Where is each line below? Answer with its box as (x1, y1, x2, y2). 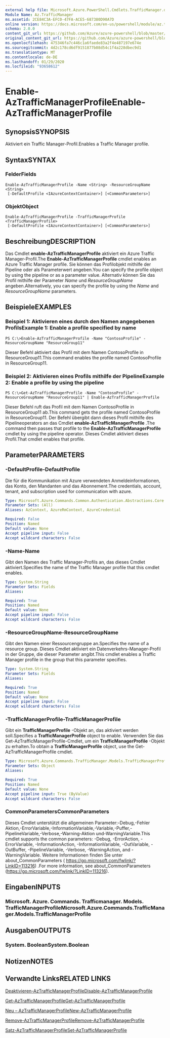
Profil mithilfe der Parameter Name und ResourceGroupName (5, 277, 133, 283)
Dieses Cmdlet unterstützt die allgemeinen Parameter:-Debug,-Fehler (5, 820, 150, 826)
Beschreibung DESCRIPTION (5, 237, 96, 246)
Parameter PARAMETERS (5, 451, 85, 459)
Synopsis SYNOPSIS (5, 127, 70, 136)
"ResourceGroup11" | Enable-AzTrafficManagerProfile (46, 395, 159, 400)
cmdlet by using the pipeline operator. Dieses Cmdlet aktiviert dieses (5, 430, 149, 436)
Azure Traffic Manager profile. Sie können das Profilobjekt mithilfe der (5, 261, 151, 267)
